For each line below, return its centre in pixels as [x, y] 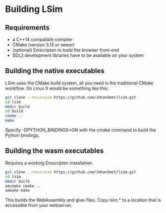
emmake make [17, 191]
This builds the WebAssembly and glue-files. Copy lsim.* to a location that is [83, 200]
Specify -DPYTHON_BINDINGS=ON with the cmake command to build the [81, 130]
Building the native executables [55, 71]
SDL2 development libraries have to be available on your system [78, 55]
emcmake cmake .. [23, 186]
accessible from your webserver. [39, 206]
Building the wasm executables [55, 151]
